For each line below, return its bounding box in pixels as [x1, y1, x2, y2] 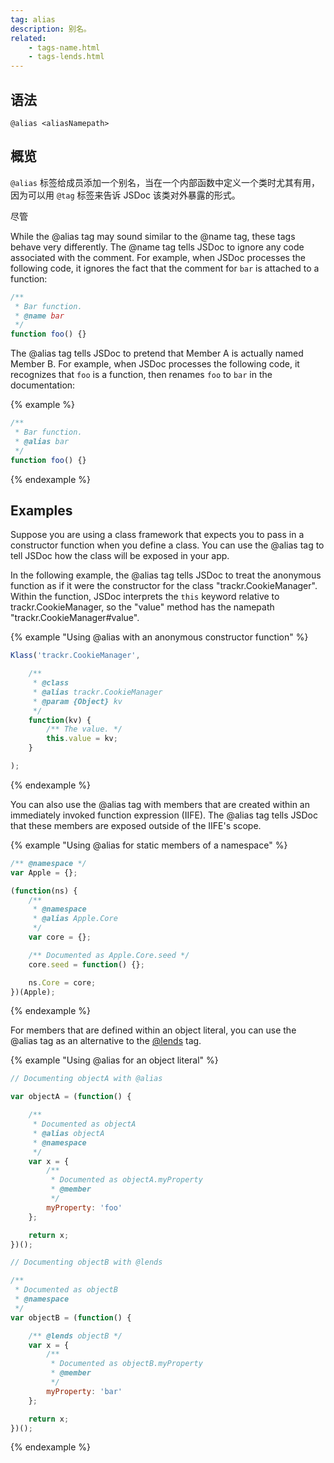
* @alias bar [14, 436, 70, 446]
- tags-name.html [28, 42, 101, 53]
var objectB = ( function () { [10, 1312, 132, 1323]
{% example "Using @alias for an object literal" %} [10, 1054, 219, 1066]
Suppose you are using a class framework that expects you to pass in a [10, 529, 305, 541]
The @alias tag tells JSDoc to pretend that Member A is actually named [10, 347, 304, 360]
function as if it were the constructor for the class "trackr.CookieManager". [10, 580, 318, 592]
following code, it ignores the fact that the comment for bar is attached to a [10, 262, 320, 274]
